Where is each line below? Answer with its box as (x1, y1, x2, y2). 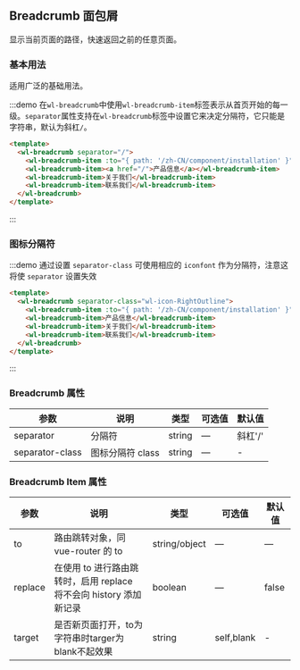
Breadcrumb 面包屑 (9, 8, 119, 24)
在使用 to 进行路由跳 (54, 562, 139, 574)
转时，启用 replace (54, 575, 133, 587)
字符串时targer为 (54, 632, 125, 644)
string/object (152, 538, 207, 549)
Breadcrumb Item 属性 (9, 475, 107, 488)
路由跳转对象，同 (54, 532, 127, 543)
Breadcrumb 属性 (9, 387, 86, 399)
